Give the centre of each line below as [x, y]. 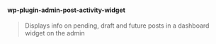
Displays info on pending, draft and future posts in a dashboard [117, 26]
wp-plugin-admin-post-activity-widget [67, 10]
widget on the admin [55, 33]
